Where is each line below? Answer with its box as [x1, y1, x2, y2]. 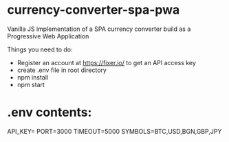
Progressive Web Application [7, 32, 89, 40]
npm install [17, 73, 49, 81]
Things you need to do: [7, 45, 73, 54]
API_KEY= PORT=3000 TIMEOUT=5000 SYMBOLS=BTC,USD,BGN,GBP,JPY [7, 127, 222, 135]
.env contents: [7, 105, 92, 120]
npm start [17, 80, 45, 88]
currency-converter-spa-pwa [7, 2, 180, 18]
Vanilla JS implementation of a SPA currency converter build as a [7, 25, 191, 33]
